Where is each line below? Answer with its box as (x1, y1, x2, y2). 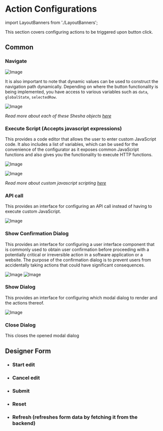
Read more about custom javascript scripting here (5, 180, 106, 186)
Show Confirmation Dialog (5, 230, 69, 237)
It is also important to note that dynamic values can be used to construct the (5, 78, 159, 84)
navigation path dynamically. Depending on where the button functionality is (5, 83, 159, 89)
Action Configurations (5, 3, 97, 15)
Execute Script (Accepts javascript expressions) (5, 125, 122, 132)
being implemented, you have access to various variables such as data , (5, 89, 149, 95)
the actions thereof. (5, 300, 44, 306)
